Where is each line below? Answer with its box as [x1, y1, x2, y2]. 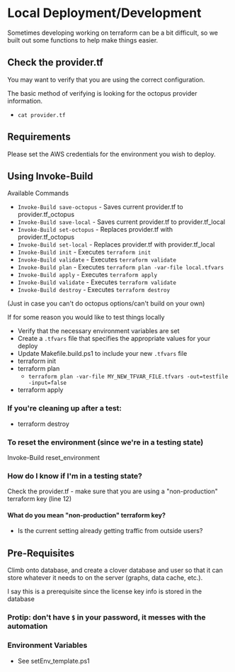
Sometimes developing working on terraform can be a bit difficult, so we [7, 28, 218, 37]
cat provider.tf [17, 111, 66, 118]
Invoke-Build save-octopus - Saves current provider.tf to [17, 203, 183, 211]
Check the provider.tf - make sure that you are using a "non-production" [7, 487, 218, 495]
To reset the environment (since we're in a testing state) [7, 437, 204, 447]
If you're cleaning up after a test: [7, 403, 122, 413]
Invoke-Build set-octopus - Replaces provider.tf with [17, 225, 173, 234]
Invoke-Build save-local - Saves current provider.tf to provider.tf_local [17, 218, 225, 226]
